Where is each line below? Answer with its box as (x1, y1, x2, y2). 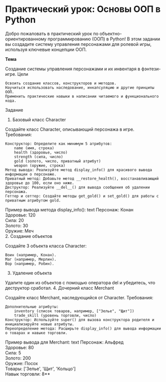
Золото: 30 (5, 222, 28, 228)
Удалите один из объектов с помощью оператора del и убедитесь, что (5, 279, 156, 285)
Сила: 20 (5, 217, 24, 223)
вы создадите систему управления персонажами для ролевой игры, (5, 41, 152, 47)
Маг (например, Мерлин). (5, 257, 57, 262)
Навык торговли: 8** (5, 371, 51, 377)
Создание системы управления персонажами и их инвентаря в (5, 66, 141, 72)
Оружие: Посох (5, 360, 38, 366)
